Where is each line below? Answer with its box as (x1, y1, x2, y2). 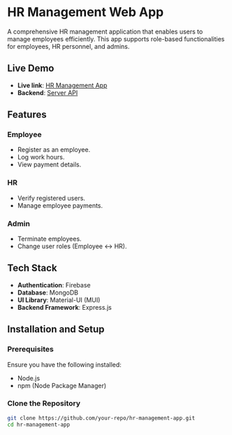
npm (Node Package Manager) (17, 381, 107, 390)
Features (7, 109, 47, 121)
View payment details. (17, 160, 82, 169)
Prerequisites (7, 344, 54, 354)
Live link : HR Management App (17, 81, 108, 90)
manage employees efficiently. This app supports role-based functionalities (7, 34, 225, 43)
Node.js (17, 373, 41, 382)
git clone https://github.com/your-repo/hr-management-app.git (7, 414, 196, 422)
